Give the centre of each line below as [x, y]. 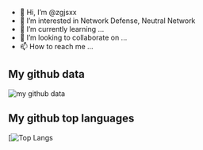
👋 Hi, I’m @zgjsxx [48, 12]
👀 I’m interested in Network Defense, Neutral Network [107, 21]
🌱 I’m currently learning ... [62, 29]
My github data [46, 74]
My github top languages [71, 119]
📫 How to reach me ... [56, 46]
